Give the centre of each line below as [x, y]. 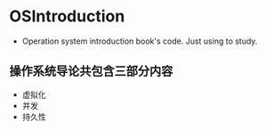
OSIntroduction [67, 16]
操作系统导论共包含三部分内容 [91, 72]
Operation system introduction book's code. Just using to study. [140, 41]
